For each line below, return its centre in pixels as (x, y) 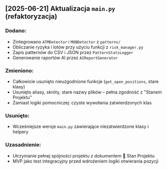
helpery (20, 132)
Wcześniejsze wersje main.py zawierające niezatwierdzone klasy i (80, 126)
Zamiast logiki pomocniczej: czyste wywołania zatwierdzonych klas (82, 102)
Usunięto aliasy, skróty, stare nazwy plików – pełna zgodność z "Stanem (87, 92)
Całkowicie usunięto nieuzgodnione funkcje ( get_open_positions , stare (86, 81)
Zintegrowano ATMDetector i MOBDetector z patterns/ (66, 41)
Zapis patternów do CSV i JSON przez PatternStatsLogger (73, 52)
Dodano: (16, 31)
